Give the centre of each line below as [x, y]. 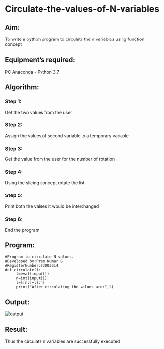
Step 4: [14, 172]
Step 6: [14, 219]
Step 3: [14, 148]
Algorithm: [22, 87]
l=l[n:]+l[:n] [31, 282]
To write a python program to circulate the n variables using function [75, 39]
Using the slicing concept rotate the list [45, 183]
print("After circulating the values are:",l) [65, 287]
